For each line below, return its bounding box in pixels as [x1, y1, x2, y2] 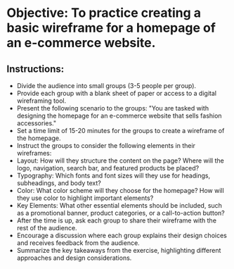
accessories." [16, 119, 57, 127]
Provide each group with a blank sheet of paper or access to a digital [16, 89, 217, 97]
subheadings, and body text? [16, 179, 101, 187]
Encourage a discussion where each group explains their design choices [16, 231, 228, 239]
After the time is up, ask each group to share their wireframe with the [16, 216, 217, 225]
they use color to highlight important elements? [16, 194, 154, 202]
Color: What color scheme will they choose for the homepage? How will [16, 187, 224, 194]
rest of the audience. [16, 224, 78, 232]
